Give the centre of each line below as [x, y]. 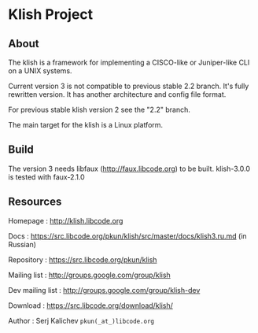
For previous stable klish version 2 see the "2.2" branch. [99, 109]
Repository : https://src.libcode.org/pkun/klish [83, 259]
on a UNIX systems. [40, 71]
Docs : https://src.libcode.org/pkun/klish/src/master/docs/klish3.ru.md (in [127, 236]
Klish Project [51, 15]
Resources [35, 202]
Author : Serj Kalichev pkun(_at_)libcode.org [81, 320]
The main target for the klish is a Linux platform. [86, 125]
